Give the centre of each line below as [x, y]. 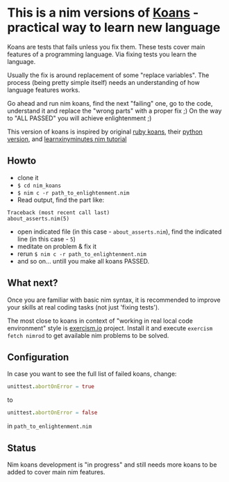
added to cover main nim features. [56, 472]
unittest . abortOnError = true [51, 387]
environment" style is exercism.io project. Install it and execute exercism [110, 328]
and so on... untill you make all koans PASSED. [83, 261]
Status [22, 448]
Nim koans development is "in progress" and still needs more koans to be [112, 465]
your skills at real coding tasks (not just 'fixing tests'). [83, 307]
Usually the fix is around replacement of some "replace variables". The [108, 75]
